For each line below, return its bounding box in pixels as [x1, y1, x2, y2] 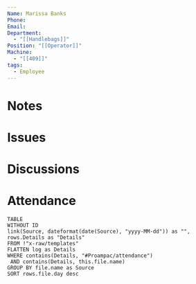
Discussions [7, 161, 80, 177]
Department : [7, 29, 42, 37]
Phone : [7, 17, 26, 24]
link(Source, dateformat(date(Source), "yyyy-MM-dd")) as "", [7, 228, 190, 235]
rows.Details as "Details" [7, 234, 85, 241]
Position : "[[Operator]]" [7, 42, 82, 49]
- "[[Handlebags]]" [13, 36, 70, 43]
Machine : [7, 49, 33, 56]
